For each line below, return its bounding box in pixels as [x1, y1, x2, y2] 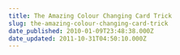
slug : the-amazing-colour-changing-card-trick [8, 19, 169, 27]
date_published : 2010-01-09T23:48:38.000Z [8, 27, 154, 35]
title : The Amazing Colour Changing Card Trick [8, 11, 173, 20]
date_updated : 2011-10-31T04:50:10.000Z [8, 34, 148, 43]
